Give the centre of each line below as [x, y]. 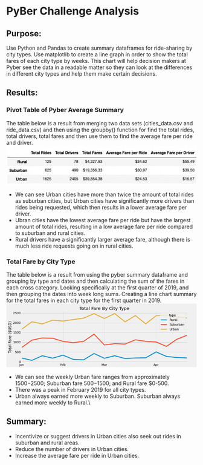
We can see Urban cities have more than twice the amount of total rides [105, 194]
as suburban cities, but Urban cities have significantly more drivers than [105, 200]
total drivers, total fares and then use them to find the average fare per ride [100, 136]
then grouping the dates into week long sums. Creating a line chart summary [101, 294]
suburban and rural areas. [47, 443]
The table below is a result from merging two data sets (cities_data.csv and [100, 123]
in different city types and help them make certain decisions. [82, 74]
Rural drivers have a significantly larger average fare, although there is [102, 239]
